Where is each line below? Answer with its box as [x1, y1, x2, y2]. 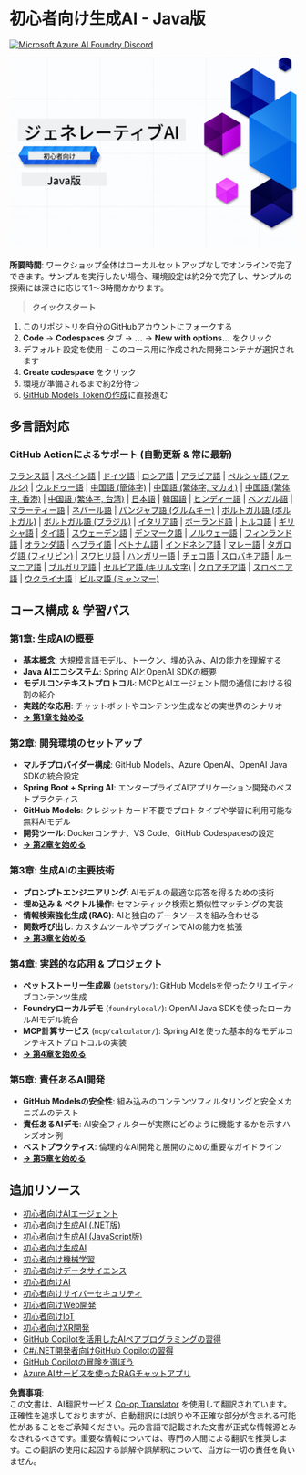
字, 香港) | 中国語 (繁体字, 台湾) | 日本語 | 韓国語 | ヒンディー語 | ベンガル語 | [9, 494, 293, 505]
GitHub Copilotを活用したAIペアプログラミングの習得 [22, 1334, 221, 1344]
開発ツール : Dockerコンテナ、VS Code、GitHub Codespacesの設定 [22, 828, 275, 839]
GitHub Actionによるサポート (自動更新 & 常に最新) [9, 448, 233, 461]
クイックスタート [31, 301, 97, 312]
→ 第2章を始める [22, 839, 87, 850]
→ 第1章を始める [22, 711, 85, 722]
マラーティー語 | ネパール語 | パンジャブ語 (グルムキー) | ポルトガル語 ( [9, 505, 275, 516]
